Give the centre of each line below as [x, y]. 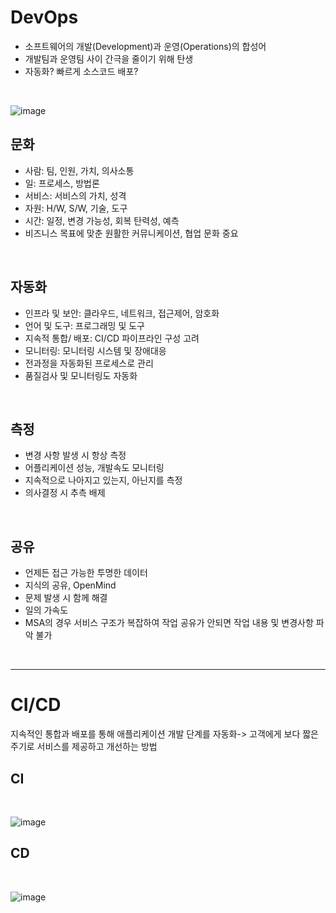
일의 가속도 [46, 610]
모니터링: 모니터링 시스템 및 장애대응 [95, 350]
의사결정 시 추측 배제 [65, 493]
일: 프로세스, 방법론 [62, 183]
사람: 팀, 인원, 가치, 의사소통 [79, 170]
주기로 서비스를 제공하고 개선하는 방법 [84, 747]
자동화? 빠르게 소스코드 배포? [81, 71]
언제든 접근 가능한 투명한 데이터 [86, 573]
